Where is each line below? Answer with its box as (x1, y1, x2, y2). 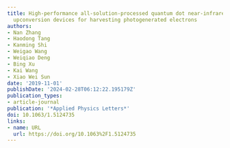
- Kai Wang (7, 67, 38, 74)
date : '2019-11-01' (7, 80, 63, 87)
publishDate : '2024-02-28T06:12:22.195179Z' (7, 86, 136, 93)
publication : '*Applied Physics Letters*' (7, 105, 130, 112)
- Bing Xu (7, 61, 36, 68)
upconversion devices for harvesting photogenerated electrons (13, 16, 197, 23)
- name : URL (7, 124, 41, 131)
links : (7, 117, 26, 125)
